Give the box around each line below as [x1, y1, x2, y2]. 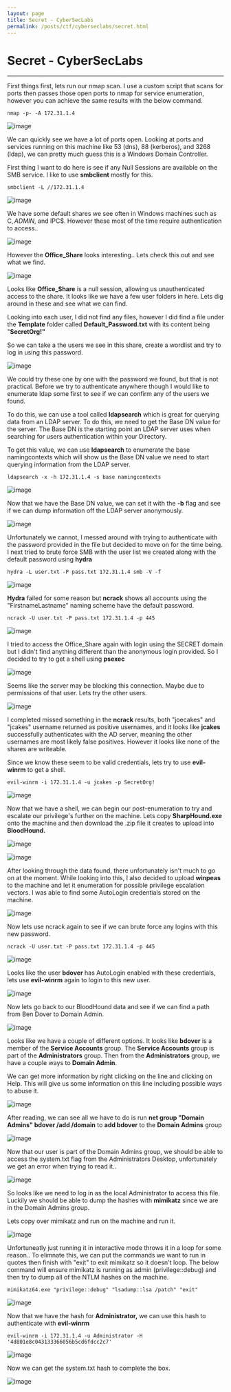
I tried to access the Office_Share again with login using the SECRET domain [7, 640, 223, 648]
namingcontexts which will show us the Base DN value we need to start [7, 453, 210, 461]
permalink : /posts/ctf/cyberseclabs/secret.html [7, 23, 149, 30]
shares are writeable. [7, 745, 67, 753]
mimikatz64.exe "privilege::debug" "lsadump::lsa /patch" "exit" [7, 1286, 198, 1293]
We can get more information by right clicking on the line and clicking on [7, 1072, 213, 1080]
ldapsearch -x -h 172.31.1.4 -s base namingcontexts [7, 474, 162, 481]
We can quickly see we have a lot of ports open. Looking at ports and [7, 135, 204, 143]
